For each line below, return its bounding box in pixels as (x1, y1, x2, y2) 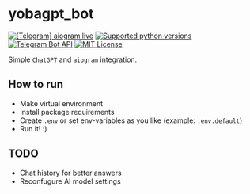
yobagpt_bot (8, 5, 94, 23)
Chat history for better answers (19, 168, 122, 177)
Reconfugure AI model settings (19, 176, 121, 186)
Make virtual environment (19, 98, 104, 108)
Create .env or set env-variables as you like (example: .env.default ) (19, 116, 243, 125)
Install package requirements (19, 107, 115, 116)
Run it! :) (19, 124, 47, 133)
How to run (8, 78, 64, 91)
